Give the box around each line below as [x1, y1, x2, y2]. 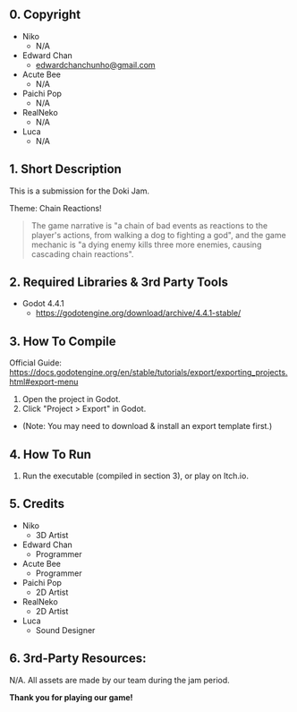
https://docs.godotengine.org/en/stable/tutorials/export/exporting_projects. [9, 367, 288, 378]
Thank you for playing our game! [9, 691, 133, 702]
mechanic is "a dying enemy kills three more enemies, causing [30, 239, 262, 250]
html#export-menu [9, 376, 79, 388]
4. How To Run [9, 447, 92, 462]
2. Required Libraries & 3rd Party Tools [9, 275, 228, 290]
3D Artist [35, 529, 69, 540]
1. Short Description [9, 161, 123, 177]
